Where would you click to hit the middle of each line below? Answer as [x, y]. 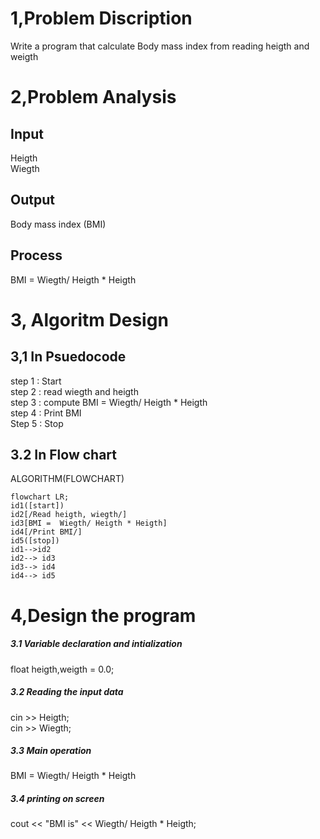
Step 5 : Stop [37, 423]
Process [36, 255]
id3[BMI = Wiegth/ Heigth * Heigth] [89, 523]
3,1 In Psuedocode [68, 357]
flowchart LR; [40, 497]
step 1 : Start [36, 381]
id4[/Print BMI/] [46, 532]
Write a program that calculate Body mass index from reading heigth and [160, 46]
